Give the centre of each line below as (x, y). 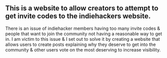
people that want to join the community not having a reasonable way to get (84, 34)
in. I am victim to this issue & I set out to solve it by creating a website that (83, 39)
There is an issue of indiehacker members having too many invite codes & (83, 28)
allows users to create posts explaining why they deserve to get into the (81, 44)
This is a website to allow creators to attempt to (82, 8)
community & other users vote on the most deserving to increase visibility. (83, 49)
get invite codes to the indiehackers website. (78, 16)
